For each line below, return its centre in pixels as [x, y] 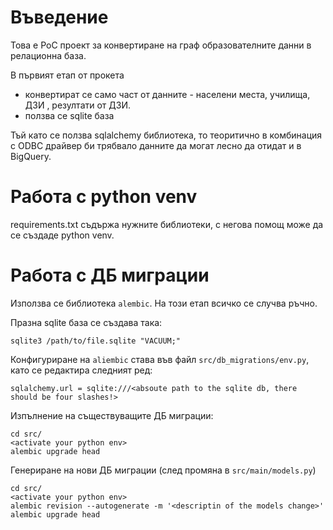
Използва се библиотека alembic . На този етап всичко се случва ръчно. [164, 303]
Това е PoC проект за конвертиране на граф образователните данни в [161, 45]
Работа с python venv [104, 197]
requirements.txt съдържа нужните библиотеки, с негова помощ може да [167, 224]
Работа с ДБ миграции [110, 275]
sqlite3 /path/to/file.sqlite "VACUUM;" [96, 341]
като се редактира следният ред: [81, 370]
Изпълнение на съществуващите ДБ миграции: [112, 415]
